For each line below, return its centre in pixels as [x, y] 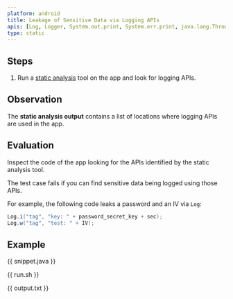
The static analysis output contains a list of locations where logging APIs [112, 116]
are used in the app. [36, 123]
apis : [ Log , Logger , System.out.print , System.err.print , [93, 26]
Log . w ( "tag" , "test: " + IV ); [51, 223]
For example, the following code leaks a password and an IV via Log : [105, 204]
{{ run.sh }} [23, 275]
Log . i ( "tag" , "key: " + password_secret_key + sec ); [85, 216]
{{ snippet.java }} [32, 262]
